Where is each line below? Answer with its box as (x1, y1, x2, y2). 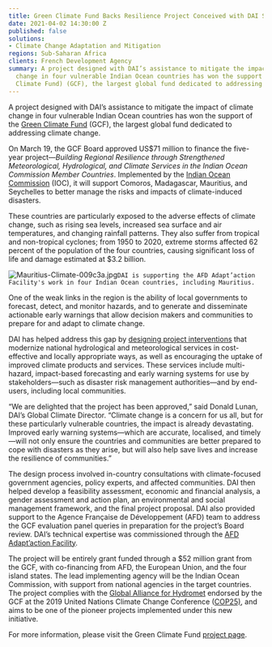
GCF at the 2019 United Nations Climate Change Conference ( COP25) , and (8, 597, 257, 606)
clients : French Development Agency (8, 58, 132, 66)
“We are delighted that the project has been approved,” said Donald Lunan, (8, 401, 258, 411)
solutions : (8, 34, 45, 43)
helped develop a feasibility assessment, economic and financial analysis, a (8, 486, 261, 495)
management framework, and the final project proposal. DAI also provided (8, 503, 255, 513)
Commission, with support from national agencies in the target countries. (8, 579, 253, 589)
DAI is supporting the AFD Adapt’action (117, 271, 256, 280)
